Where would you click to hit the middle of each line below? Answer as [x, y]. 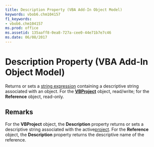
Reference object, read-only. [35, 97]
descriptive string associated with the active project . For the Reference [77, 129]
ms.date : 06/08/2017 [26, 38]
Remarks [19, 112]
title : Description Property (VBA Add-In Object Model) [64, 10]
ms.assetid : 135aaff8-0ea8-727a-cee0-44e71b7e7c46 [58, 33]
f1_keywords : [19, 19]
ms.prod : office [22, 28]
